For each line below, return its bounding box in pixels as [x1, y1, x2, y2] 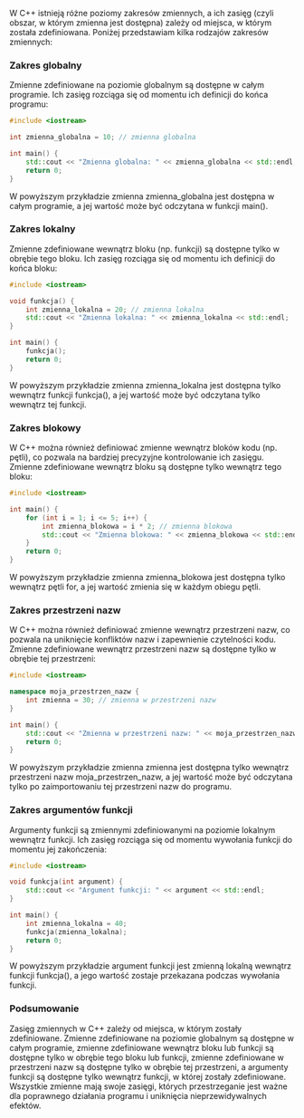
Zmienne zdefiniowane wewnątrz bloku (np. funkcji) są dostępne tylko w [9, 244, 280, 254]
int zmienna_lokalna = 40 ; [25, 919, 128, 928]
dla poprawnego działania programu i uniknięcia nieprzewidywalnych [9, 1090, 267, 1101]
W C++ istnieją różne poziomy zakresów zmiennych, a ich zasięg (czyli [9, 8, 274, 18]
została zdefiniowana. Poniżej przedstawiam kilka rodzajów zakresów [9, 27, 269, 37]
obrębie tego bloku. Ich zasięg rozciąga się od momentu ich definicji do [9, 253, 276, 263]
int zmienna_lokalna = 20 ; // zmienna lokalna [25, 305, 204, 314]
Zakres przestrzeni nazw [9, 604, 121, 616]
